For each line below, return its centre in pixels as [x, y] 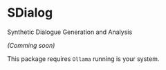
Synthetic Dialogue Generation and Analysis [70, 32]
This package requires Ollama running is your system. [83, 59]
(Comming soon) [31, 45]
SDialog [30, 13]
